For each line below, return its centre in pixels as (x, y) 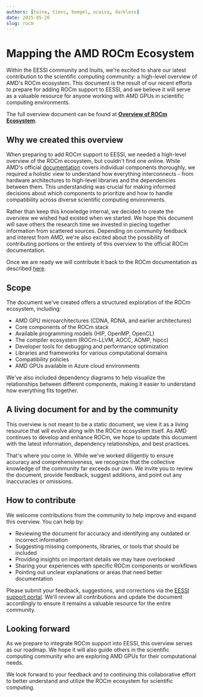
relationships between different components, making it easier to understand (101, 384)
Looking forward (38, 629)
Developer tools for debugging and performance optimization (92, 346)
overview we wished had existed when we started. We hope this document (100, 218)
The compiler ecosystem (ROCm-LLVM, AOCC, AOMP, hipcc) (92, 340)
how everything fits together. (42, 390)
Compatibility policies (42, 359)
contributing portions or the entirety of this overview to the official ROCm (98, 244)
